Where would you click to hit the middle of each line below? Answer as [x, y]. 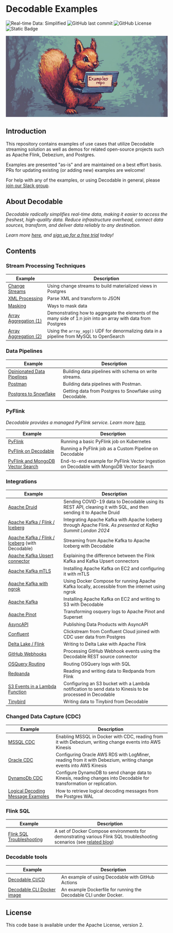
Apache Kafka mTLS [30, 571]
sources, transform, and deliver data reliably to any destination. [73, 225]
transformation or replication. [86, 784]
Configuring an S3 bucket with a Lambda [107, 684]
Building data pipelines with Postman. [102, 384]
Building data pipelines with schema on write [110, 371]
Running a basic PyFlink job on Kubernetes [105, 441]
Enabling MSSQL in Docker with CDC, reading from [109, 737]
